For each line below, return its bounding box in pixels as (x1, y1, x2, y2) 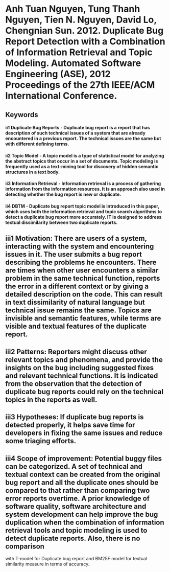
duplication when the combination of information (5, 518, 164, 527)
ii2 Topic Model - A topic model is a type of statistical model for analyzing (5, 152, 164, 158)
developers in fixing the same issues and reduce (5, 429, 163, 438)
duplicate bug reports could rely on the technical (5, 387, 164, 396)
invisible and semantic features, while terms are (5, 314, 161, 323)
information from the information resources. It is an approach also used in (5, 186, 165, 192)
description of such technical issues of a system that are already (5, 130, 145, 136)
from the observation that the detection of (5, 379, 142, 388)
